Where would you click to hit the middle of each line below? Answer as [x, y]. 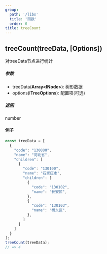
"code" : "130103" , [50, 206]
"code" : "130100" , [42, 169]
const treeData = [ [25, 141]
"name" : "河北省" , [32, 155]
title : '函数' [23, 19]
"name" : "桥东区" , [49, 210]
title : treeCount [23, 28]
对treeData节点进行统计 [29, 61]
